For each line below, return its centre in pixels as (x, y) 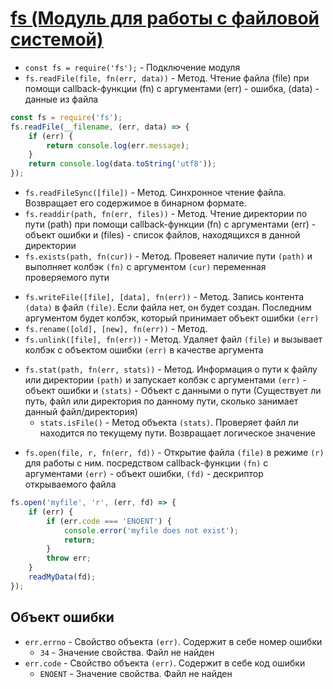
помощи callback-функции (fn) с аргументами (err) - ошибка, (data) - (172, 88)
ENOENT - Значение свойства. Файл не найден (136, 673)
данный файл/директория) (81, 412)
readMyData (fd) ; (62, 577)
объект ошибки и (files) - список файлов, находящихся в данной (162, 235)
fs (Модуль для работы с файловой (165, 18)
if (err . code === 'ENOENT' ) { (109, 521)
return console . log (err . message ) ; (118, 145)
